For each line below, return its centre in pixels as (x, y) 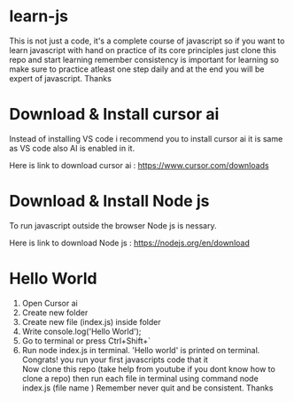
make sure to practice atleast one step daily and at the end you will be (137, 69)
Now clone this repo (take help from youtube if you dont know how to (149, 368)
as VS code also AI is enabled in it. (72, 148)
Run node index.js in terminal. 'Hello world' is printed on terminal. (141, 350)
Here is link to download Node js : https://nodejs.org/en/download (129, 243)
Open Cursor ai (50, 303)
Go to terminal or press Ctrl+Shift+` (86, 340)
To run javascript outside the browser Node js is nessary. (113, 225)
